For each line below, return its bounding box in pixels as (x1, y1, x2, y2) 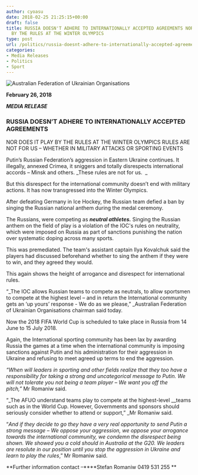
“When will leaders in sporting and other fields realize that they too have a (6, 366, 187, 373)
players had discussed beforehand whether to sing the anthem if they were (6, 252, 189, 259)
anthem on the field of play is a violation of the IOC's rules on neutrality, (6, 222, 180, 229)
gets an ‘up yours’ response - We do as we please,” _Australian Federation (6, 300, 187, 308)
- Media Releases (6, 53, 49, 59)
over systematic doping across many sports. (6, 234, 114, 241)
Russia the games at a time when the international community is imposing (6, 342, 185, 349)
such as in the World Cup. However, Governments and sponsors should (6, 403, 180, 410)
